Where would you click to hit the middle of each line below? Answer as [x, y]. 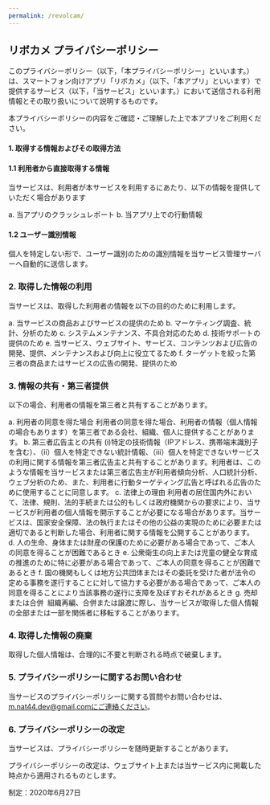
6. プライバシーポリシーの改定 [67, 729]
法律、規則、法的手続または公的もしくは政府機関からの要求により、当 [138, 502]
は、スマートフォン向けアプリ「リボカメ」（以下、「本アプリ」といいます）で [135, 81]
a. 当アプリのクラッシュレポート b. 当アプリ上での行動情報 [106, 215]
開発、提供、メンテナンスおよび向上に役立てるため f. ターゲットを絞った [129, 353]
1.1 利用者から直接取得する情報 [59, 168]
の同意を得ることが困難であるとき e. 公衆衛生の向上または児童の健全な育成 [133, 553]
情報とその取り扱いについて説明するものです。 [85, 101]
